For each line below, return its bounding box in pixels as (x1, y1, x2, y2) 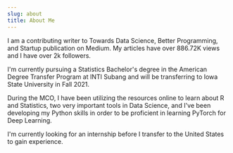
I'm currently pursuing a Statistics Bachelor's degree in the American (7, 65, 208, 73)
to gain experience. (7, 137, 63, 145)
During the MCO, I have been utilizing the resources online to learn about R (7, 93, 225, 102)
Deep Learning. (7, 116, 53, 124)
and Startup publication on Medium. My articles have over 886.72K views (7, 44, 220, 52)
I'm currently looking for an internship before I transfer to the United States (7, 130, 224, 138)
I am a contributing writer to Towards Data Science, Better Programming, (7, 36, 218, 44)
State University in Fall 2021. (7, 80, 90, 88)
